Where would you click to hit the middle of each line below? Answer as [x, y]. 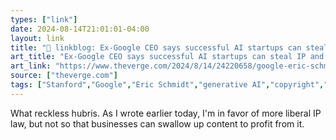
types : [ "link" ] [44, 19]
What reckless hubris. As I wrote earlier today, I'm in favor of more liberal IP [166, 113]
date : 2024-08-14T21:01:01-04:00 [80, 29]
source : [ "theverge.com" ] [64, 76]
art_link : [31, 66]
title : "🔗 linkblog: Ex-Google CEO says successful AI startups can [156, 47]
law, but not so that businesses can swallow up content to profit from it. [157, 123]
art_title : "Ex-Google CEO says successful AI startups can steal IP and [167, 57]
